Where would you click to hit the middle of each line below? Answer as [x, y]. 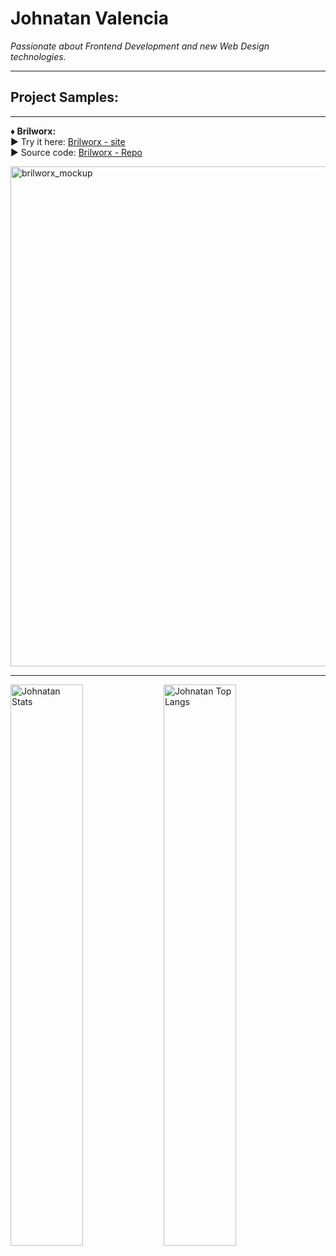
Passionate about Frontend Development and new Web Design [140, 46]
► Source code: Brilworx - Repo [76, 152]
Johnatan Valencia [89, 18]
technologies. [38, 56]
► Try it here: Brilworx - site [68, 141]
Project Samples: [65, 97]
